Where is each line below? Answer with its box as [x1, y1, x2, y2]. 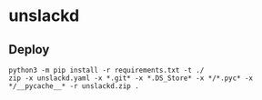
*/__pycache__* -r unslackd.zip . [8, 82, 140, 91]
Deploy [8, 42, 50, 57]
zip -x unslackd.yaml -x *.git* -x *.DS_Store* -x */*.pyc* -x [8, 74, 254, 83]
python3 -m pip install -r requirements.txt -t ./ [8, 65, 205, 75]
